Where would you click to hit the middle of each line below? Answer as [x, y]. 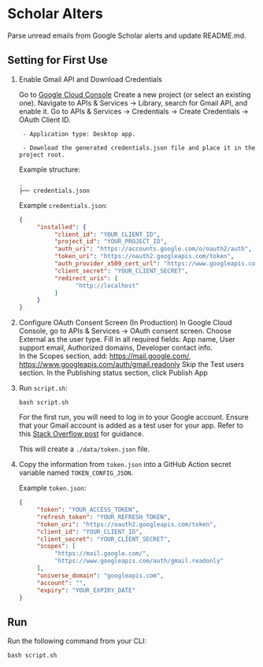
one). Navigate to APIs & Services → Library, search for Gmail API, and [133, 102]
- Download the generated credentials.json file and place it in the [139, 148]
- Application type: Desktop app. [79, 134]
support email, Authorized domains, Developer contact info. [116, 348]
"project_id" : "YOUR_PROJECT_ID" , [111, 242]
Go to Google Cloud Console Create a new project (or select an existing [135, 94]
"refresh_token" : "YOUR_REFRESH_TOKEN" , [104, 517]
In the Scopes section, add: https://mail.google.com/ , [105, 356]
